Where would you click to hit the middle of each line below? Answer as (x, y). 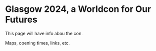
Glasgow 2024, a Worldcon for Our (78, 9)
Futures (21, 20)
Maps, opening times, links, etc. (38, 43)
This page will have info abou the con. (44, 33)
